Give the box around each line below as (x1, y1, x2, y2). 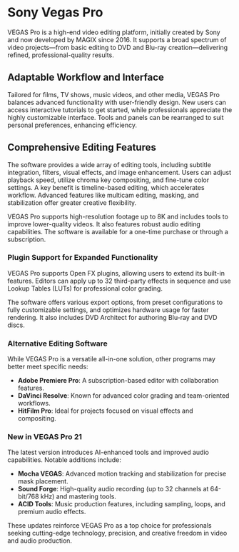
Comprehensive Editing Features (7, 141, 157, 154)
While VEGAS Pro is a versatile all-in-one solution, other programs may (7, 355, 216, 363)
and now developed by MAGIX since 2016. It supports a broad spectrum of (7, 35, 227, 44)
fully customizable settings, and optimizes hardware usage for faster (7, 305, 209, 314)
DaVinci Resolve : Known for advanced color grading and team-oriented (17, 391, 230, 400)
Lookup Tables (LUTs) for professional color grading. (7, 283, 163, 293)
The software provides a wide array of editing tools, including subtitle (7, 160, 212, 169)
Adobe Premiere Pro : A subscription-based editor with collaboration (17, 376, 219, 385)
